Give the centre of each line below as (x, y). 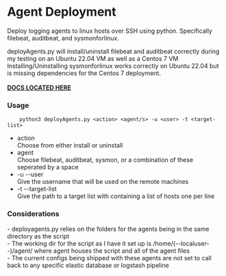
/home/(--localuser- (181, 243)
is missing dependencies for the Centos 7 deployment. (84, 73)
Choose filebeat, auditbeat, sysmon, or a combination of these (105, 160)
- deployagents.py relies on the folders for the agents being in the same (108, 229)
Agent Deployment (62, 12)
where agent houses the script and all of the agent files (112, 251)
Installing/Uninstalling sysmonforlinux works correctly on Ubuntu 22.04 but (113, 66)
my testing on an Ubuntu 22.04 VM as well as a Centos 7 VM (93, 58)
